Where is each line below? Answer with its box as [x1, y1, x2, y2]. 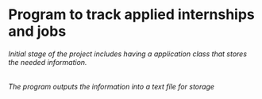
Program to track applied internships [8, 6, 256, 24]
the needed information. [8, 57, 87, 67]
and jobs [8, 22, 67, 40]
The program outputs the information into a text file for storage [8, 82, 215, 92]
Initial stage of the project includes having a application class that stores [8, 49, 248, 59]
